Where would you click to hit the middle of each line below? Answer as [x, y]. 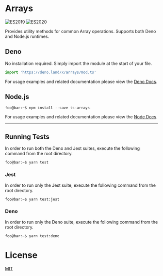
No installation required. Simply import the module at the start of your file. [79, 63]
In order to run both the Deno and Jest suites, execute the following [73, 148]
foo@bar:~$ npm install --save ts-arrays [48, 108]
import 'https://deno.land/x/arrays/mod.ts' [51, 72]
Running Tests [27, 137]
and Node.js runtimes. [27, 36]
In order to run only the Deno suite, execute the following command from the [81, 222]
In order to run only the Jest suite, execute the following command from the [81, 185]
